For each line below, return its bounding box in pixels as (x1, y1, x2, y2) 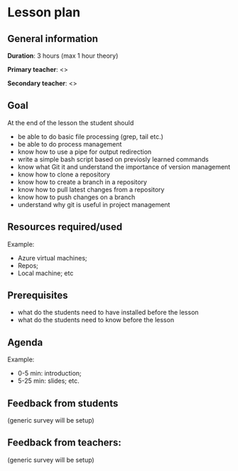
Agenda (7, 336, 43, 349)
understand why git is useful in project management (17, 200, 171, 208)
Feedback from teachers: (7, 437, 122, 449)
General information (7, 33, 98, 45)
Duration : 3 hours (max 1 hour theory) (7, 51, 119, 60)
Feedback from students (7, 397, 119, 409)
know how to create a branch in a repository (17, 177, 148, 186)
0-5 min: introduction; (17, 369, 82, 378)
